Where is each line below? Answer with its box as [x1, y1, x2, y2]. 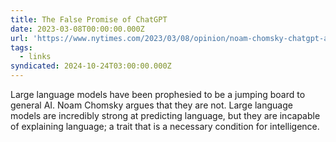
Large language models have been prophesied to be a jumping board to [10, 89, 306, 100]
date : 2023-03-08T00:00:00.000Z [10, 24, 145, 34]
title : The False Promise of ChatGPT [10, 14, 168, 25]
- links [19, 52, 52, 62]
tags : [10, 42, 33, 53]
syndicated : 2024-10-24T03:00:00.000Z [10, 61, 172, 71]
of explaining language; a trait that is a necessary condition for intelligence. [10, 121, 320, 132]
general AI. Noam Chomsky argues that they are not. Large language [10, 99, 293, 111]
